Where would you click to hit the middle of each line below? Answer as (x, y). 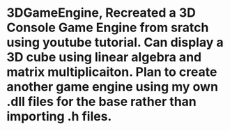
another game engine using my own (113, 87)
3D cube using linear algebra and (104, 57)
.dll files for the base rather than (101, 102)
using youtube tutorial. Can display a (115, 43)
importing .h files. (59, 117)
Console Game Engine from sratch (108, 28)
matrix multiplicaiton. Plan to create (112, 72)
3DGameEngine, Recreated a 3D (101, 13)
